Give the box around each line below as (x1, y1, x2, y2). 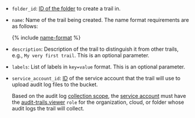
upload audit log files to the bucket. (11, 81, 99, 88)
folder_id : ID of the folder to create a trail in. (11, 5, 121, 12)
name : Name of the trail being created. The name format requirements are (11, 17, 189, 23)
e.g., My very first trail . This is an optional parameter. (11, 52, 149, 58)
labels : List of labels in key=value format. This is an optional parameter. (11, 63, 186, 70)
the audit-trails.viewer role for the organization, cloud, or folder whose (11, 99, 184, 106)
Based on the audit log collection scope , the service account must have (11, 93, 186, 99)
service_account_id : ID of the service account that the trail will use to (11, 75, 181, 81)
